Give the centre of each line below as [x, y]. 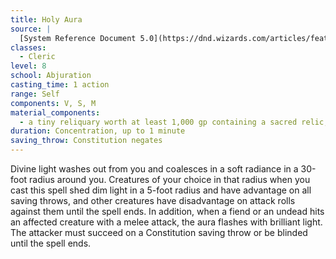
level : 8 [28, 66]
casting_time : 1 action [60, 85]
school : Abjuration [51, 76]
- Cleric [37, 57]
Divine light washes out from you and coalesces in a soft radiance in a [154, 169]
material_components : [55, 112]
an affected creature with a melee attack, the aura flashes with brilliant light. [166, 222]
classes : [28, 47]
